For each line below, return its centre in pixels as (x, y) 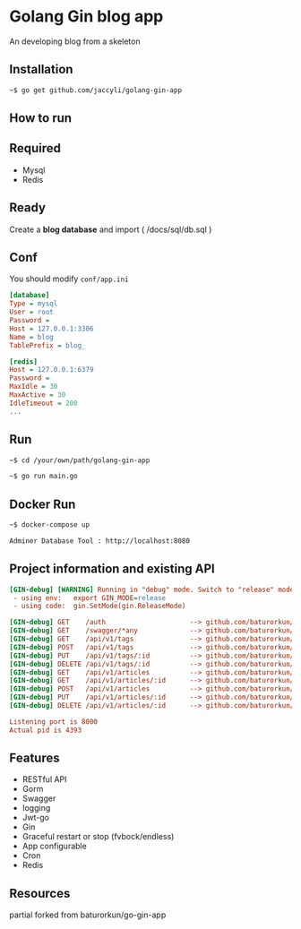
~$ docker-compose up (50, 525)
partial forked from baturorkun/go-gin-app (88, 915)
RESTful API (44, 779)
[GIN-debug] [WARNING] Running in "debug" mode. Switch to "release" (142, 589)
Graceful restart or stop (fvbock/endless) (98, 837)
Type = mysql (34, 304)
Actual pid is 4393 (46, 730)
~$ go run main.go (43, 477)
